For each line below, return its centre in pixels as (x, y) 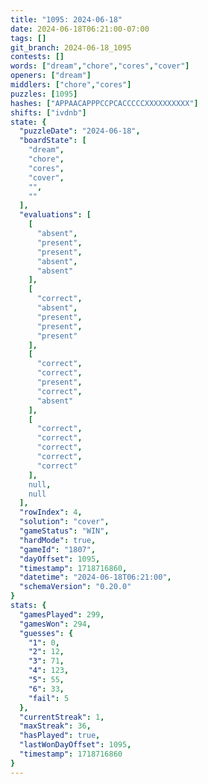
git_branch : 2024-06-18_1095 (71, 47)
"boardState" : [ (53, 141)
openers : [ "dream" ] (51, 76)
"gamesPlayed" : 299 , (62, 614)
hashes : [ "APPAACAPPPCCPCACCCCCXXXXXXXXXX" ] (104, 103)
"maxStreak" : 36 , (55, 726)
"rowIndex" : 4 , (51, 512)
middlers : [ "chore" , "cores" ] (71, 85)
